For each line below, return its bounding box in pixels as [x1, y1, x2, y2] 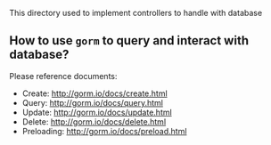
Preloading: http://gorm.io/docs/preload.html [21, 125, 187, 136]
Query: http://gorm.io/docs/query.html [21, 97, 163, 108]
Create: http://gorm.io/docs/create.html [21, 88, 168, 99]
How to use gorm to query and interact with [9, 33, 250, 48]
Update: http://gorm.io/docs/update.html [21, 107, 172, 117]
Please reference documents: [9, 70, 118, 81]
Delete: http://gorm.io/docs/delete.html [21, 116, 167, 127]
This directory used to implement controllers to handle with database [9, 8, 263, 18]
